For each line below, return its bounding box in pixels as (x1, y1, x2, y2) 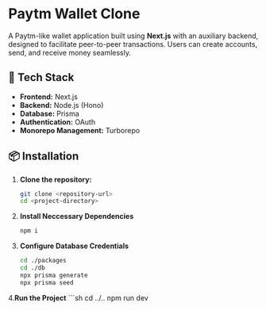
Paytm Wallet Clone (8, 5, 141, 23)
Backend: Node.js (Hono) (19, 100, 104, 109)
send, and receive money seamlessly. (8, 48, 131, 57)
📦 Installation (8, 150, 79, 163)
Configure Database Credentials (19, 241, 129, 251)
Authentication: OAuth (19, 117, 96, 127)
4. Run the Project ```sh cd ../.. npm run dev (8, 293, 148, 302)
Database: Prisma (19, 109, 79, 118)
